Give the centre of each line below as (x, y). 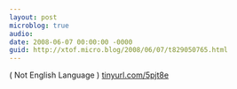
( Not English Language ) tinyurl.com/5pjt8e (89, 75)
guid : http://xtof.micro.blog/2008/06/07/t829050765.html (118, 50)
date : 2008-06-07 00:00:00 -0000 (71, 42)
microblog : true (39, 26)
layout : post (33, 17)
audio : (21, 33)
